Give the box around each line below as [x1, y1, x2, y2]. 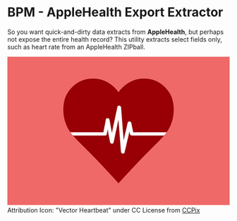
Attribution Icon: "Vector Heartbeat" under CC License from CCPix [7, 205, 200, 214]
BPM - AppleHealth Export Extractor [7, 4, 224, 20]
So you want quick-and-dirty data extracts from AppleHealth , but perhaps [7, 28, 224, 36]
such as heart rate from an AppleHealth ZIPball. [7, 42, 146, 51]
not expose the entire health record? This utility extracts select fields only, [7, 35, 222, 43]
